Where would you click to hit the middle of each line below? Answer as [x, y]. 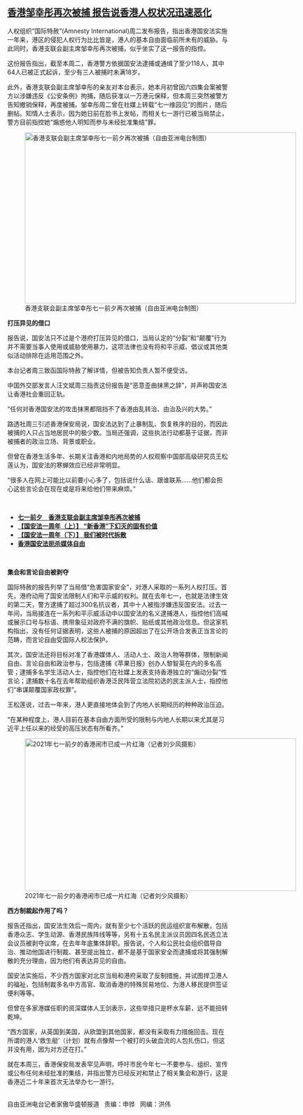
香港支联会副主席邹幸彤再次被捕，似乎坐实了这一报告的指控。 [120, 48]
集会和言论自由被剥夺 [38, 572]
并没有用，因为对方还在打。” [47, 1049]
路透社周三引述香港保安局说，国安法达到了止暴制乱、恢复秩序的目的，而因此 [118, 424]
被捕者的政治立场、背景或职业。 [53, 441]
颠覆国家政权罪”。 [54, 689]
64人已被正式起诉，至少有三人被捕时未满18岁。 [76, 72]
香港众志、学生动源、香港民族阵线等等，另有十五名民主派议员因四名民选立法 [118, 934]
